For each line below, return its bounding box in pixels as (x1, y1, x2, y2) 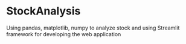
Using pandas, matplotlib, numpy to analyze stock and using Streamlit (6, 24, 180, 31)
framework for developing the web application (6, 30, 121, 37)
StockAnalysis (6, 4, 81, 18)
